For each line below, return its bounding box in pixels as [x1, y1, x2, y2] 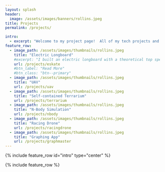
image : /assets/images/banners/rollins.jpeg [9, 16, 102, 21]
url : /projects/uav [14, 84, 54, 89]
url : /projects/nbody [14, 112, 58, 117]
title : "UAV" [14, 80, 41, 85]
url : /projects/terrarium [14, 98, 67, 103]
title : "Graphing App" [14, 134, 60, 140]
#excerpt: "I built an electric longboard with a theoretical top [14, 57, 153, 62]
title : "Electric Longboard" [14, 52, 74, 57]
